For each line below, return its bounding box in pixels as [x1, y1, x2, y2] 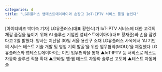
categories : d [5, 7, 34, 12]
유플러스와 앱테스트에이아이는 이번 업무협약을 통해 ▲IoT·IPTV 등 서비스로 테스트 [5, 49, 156, 56]
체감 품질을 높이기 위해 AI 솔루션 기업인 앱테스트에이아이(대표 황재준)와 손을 [5, 31, 148, 37]
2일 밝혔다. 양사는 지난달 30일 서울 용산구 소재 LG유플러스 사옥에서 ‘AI [14, 37, 147, 43]
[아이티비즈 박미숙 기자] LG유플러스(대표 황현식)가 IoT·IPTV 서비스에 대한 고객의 [5, 25, 156, 31]
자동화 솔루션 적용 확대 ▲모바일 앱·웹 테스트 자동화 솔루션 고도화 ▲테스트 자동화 [5, 56, 157, 61]
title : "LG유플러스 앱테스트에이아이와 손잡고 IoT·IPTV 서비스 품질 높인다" [5, 12, 139, 16]
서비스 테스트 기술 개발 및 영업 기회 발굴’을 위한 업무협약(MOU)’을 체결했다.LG [10, 43, 157, 49]
